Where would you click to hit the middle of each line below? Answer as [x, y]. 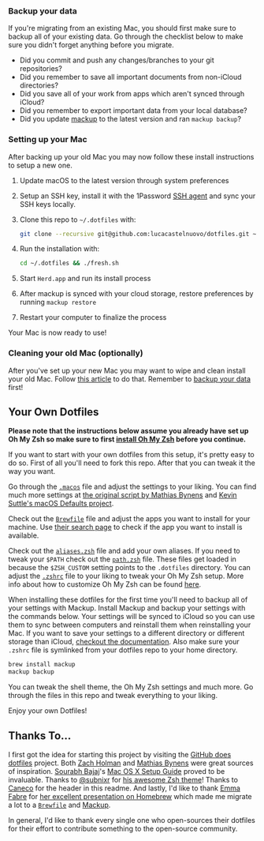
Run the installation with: [59, 249]
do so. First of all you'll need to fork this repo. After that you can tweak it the [132, 463]
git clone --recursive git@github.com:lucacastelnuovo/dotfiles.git [134, 234]
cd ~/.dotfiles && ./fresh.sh [69, 263]
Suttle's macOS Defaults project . [61, 504]
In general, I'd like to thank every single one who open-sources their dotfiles [132, 820]
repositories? [41, 69]
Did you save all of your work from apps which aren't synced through [132, 94]
